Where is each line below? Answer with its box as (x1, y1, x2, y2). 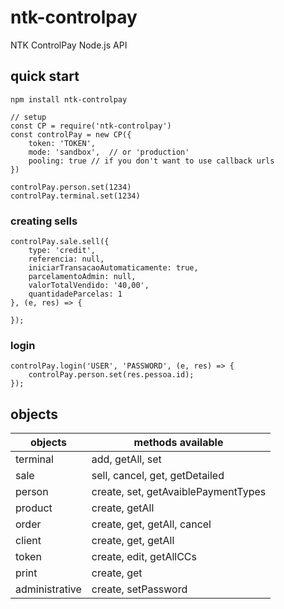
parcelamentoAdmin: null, (28, 272, 137, 282)
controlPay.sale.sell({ (10, 237, 110, 247)
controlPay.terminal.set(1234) (10, 191, 141, 201)
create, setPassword (91, 582, 188, 596)
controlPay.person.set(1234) (10, 182, 132, 192)
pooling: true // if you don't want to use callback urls (28, 156, 275, 166)
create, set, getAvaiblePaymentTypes (91, 485, 267, 499)
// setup (10, 112, 47, 122)
